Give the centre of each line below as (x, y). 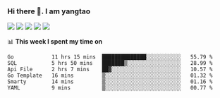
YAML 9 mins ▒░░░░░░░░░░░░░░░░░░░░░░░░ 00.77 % (110, 88)
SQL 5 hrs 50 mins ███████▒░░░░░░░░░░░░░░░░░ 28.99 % (110, 63)
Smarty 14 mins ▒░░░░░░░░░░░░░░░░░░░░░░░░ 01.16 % (110, 82)
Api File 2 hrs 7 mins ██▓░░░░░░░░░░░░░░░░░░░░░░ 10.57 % (110, 70)
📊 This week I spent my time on (55, 42)
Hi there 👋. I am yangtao (49, 11)
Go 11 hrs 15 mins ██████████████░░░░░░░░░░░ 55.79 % (110, 57)
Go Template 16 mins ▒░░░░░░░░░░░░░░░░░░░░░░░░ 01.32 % (110, 76)
